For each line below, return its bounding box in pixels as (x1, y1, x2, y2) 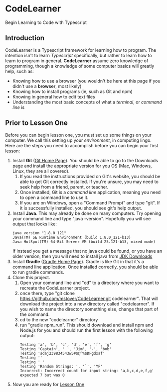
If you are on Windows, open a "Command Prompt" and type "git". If (19, 199, 161, 205)
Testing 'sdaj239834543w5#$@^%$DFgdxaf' (19, 351, 105, 356)
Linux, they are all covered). (12, 168, 70, 174)
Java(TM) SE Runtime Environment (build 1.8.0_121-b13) (12, 235, 131, 240)
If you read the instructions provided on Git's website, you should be (19, 173, 161, 179)
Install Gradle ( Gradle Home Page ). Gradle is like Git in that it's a (12, 258, 145, 264)
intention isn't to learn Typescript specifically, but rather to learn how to (5, 52, 152, 58)
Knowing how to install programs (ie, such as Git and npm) (12, 88, 133, 95)
